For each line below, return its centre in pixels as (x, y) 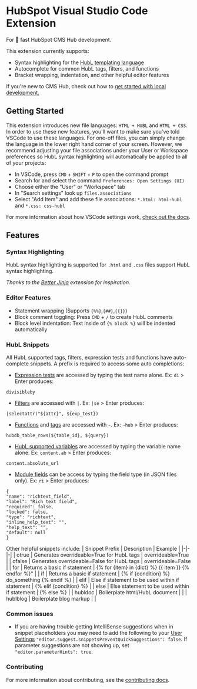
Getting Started (35, 111)
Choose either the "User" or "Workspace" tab (70, 187)
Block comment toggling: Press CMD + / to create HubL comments (94, 317)
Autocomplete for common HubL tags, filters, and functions (87, 68)
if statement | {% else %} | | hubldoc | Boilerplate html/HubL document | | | (96, 593)
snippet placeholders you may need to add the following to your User (98, 633)
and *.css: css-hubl (40, 205)
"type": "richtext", (31, 517)
